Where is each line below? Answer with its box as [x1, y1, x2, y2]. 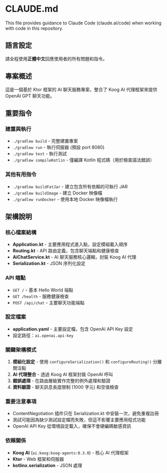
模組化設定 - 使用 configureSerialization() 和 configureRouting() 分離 [12, 359, 162, 365]
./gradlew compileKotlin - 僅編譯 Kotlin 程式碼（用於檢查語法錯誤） [12, 157, 155, 163]
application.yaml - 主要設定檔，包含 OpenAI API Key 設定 [12, 326, 133, 332]
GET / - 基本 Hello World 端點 [12, 287, 73, 293]
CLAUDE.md [5, 3, 59, 15]
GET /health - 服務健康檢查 [12, 293, 69, 299]
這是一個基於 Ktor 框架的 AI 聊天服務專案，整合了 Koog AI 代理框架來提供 [5, 86, 158, 92]
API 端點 [5, 275, 26, 282]
